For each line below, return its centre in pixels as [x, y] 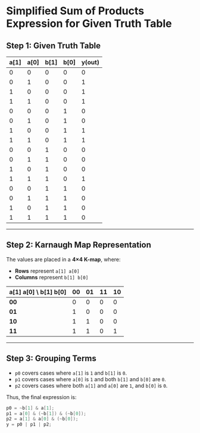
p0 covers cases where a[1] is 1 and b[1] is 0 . [71, 373]
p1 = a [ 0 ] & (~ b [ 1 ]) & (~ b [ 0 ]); [46, 413]
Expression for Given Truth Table [89, 24]
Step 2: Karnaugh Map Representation [79, 245]
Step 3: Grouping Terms [51, 359]
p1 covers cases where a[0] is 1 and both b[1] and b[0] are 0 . [90, 379]
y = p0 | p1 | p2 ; [29, 425]
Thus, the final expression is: [41, 397]
